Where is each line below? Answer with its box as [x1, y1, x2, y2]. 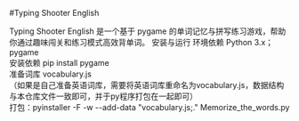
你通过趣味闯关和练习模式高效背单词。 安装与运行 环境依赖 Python [9, 37, 253, 47]
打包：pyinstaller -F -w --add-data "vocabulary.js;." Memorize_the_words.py [9, 102, 290, 112]
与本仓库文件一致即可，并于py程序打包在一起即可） [9, 91, 198, 101]
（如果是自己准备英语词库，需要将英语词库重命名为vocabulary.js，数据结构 [9, 80, 285, 90]
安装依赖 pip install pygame [9, 58, 109, 68]
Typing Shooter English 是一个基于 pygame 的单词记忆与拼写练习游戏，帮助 [9, 26, 287, 36]
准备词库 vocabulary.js [9, 69, 92, 79]
